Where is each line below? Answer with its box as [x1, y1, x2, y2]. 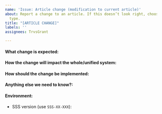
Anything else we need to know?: [5, 82, 73, 87]
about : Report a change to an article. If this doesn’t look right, [5, 12, 146, 16]
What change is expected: [5, 49, 59, 55]
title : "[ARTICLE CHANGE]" [5, 20, 59, 26]
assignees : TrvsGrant [5, 29, 49, 34]
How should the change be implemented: [5, 71, 89, 76]
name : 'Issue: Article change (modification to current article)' [5, 7, 141, 12]
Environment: [5, 93, 33, 99]
